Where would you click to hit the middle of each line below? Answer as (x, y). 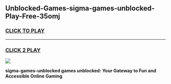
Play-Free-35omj (33, 17)
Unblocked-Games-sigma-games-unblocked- (80, 8)
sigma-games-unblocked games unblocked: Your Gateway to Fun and (81, 70)
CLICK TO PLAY (25, 31)
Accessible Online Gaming (34, 76)
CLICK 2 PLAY (23, 50)
